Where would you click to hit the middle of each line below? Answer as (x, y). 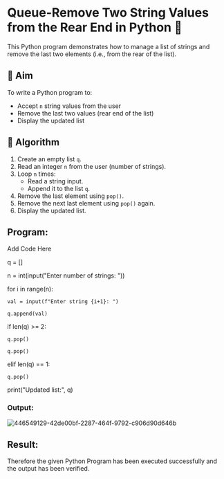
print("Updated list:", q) (40, 390)
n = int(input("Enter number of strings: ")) (66, 275)
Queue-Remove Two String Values (108, 13)
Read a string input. (55, 181)
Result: (23, 445)
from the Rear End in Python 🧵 (95, 27)
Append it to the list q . (58, 188)
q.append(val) (28, 314)
